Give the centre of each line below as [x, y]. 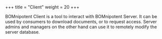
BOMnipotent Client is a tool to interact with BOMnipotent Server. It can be [81, 16]
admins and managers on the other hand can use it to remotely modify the [81, 27]
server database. [23, 32]
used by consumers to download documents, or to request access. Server [81, 22]
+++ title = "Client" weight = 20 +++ [42, 7]
